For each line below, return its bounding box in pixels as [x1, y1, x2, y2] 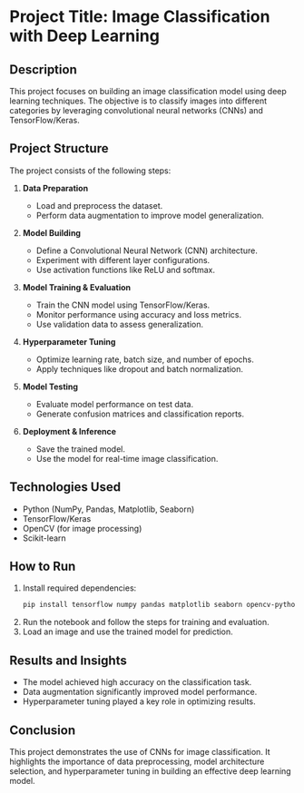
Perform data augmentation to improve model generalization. [35, 210, 265, 220]
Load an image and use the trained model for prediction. [22, 626, 233, 637]
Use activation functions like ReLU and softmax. [35, 264, 216, 275]
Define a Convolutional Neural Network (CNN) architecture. [35, 245, 259, 256]
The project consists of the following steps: [9, 165, 172, 176]
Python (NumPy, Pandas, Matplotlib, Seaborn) [22, 504, 195, 514]
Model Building [22, 227, 82, 238]
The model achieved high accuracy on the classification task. [22, 677, 252, 688]
